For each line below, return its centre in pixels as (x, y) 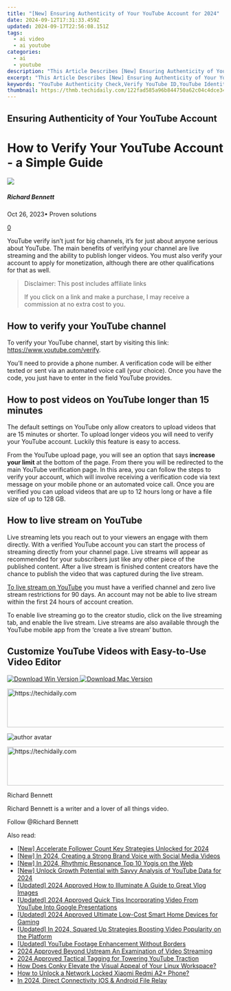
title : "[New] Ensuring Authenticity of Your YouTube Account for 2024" (113, 13)
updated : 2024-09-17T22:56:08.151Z (58, 26)
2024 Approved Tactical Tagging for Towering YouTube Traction (108, 958)
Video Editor (34, 662)
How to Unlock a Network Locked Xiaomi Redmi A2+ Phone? (103, 973)
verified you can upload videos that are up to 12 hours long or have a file (110, 492)
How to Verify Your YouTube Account (115, 148)
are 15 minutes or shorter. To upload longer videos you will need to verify (110, 434)
